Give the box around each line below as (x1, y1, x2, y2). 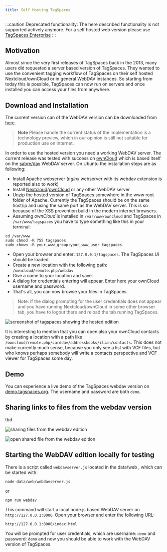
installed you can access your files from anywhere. (5, 87, 110, 93)
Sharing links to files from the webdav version (5, 403, 152, 412)
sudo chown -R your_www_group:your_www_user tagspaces (5, 243, 122, 248)
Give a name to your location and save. (12, 273, 93, 279)
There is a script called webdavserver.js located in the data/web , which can (5, 464, 162, 470)
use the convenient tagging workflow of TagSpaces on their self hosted (5, 70, 153, 76)
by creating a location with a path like (5, 334, 83, 340)
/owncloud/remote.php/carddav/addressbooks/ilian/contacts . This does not (5, 339, 162, 345)
